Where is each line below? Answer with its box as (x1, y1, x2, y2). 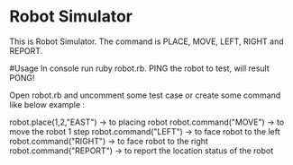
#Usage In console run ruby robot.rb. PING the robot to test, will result (9, 63, 270, 74)
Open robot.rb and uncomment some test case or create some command (9, 90, 281, 100)
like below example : (9, 99, 86, 109)
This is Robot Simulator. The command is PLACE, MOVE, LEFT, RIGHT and (9, 36, 284, 47)
